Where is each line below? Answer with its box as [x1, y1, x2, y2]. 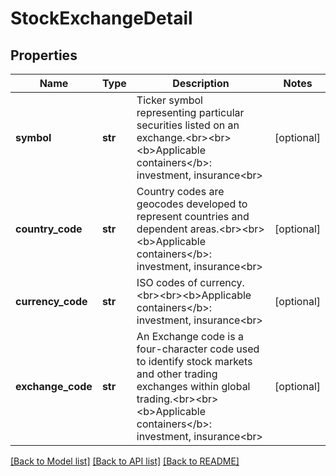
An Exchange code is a [136, 330, 244, 343]
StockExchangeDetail [10, 7, 193, 30]
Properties [10, 47, 78, 64]
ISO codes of [136, 276, 198, 289]
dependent [136, 222, 188, 236]
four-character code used [136, 342, 260, 356]
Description [172, 77, 230, 90]
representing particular [136, 106, 245, 119]
